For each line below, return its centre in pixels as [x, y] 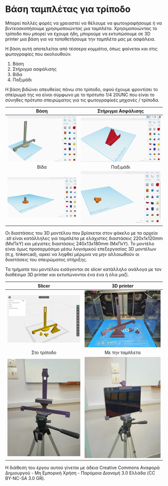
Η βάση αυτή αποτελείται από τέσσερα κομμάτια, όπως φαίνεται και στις [81, 49]
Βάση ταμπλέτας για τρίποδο [68, 9]
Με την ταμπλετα [122, 353]
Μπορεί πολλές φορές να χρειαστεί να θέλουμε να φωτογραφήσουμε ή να [84, 23]
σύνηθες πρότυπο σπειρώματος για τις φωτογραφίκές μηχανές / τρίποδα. [82, 100]
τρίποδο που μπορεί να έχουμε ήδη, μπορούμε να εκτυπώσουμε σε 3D [78, 34]
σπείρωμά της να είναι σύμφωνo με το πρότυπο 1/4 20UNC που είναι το [80, 95]
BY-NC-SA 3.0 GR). [25, 478]
